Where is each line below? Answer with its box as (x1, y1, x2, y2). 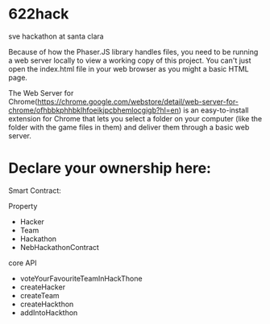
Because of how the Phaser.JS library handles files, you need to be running (8, 47, 259, 56)
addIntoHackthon (19, 307, 78, 318)
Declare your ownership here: (8, 159, 212, 178)
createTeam (19, 290, 60, 300)
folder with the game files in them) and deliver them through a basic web (8, 122, 250, 132)
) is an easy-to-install (178, 105, 249, 115)
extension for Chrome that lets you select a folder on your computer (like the (8, 113, 263, 123)
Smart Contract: (8, 186, 62, 195)
